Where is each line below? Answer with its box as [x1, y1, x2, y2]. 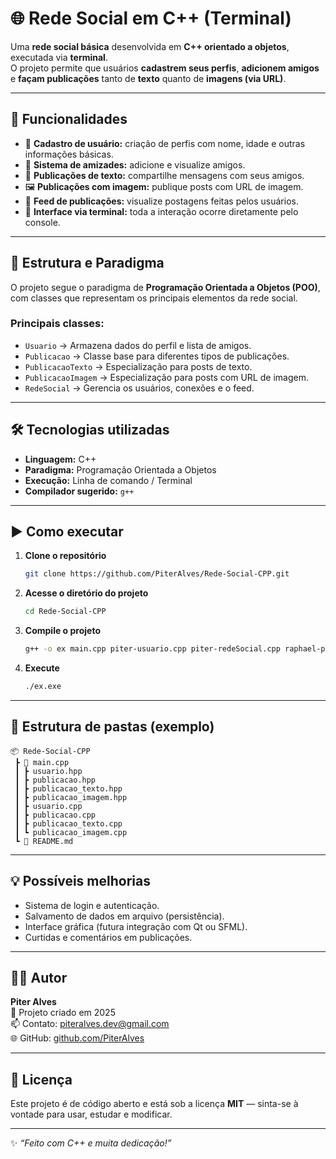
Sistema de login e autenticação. [24, 899, 160, 911]
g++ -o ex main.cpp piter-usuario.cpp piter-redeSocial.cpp [24, 644, 281, 654]
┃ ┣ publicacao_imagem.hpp [14, 792, 128, 802]
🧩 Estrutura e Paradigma [10, 255, 165, 272]
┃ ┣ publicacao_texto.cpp [14, 818, 123, 829]
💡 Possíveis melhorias [10, 873, 151, 890]
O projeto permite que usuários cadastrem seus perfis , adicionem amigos [10, 62, 320, 74]
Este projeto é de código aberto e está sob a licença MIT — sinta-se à [10, 1098, 299, 1110]
